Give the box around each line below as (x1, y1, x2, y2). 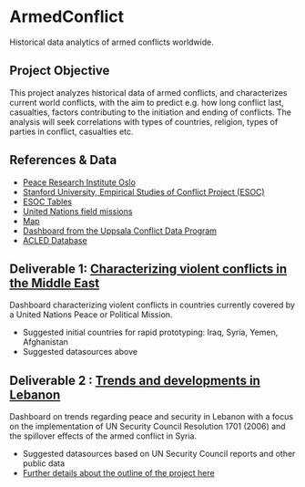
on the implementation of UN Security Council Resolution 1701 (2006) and (9, 421, 286, 432)
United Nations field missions (22, 205, 133, 216)
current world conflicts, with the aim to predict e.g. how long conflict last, (9, 97, 284, 108)
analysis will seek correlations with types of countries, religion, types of (9, 116, 279, 127)
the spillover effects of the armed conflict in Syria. (9, 430, 198, 441)
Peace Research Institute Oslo (22, 176, 137, 188)
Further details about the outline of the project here (22, 468, 216, 479)
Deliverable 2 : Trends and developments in (9, 372, 261, 389)
